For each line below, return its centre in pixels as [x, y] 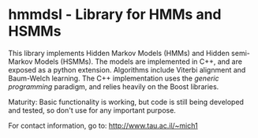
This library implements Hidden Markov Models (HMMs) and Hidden [119, 53]
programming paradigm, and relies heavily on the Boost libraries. [114, 86]
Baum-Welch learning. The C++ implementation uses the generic [114, 78]
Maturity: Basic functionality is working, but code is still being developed [126, 102]
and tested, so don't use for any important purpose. [92, 110]
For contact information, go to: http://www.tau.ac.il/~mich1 [103, 125]
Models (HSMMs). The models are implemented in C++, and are [138, 62]
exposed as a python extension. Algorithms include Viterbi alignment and [127, 69]
